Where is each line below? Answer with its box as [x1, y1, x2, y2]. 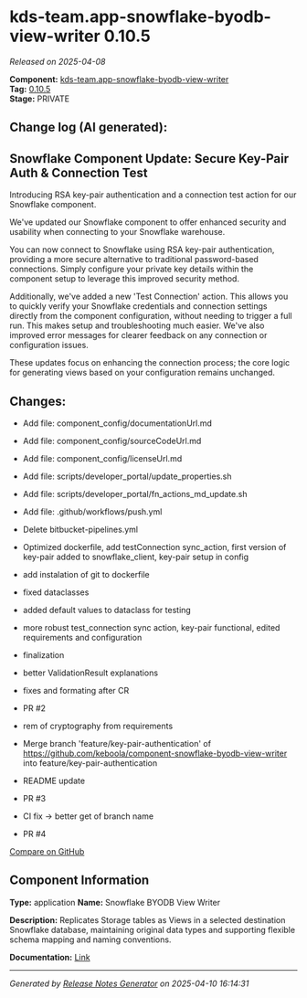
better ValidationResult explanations [22, 667, 158, 678]
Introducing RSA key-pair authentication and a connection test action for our [9, 189, 297, 200]
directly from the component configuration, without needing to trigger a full [9, 311, 292, 322]
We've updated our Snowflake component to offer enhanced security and [9, 217, 287, 228]
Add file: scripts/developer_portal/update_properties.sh [22, 471, 232, 482]
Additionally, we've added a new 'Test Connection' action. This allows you [9, 291, 289, 303]
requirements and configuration [22, 632, 143, 642]
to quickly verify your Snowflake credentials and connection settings [9, 301, 268, 312]
